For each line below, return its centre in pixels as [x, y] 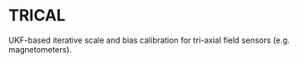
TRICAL [37, 16]
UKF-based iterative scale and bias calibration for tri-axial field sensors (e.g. [149, 40]
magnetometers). [40, 49]
